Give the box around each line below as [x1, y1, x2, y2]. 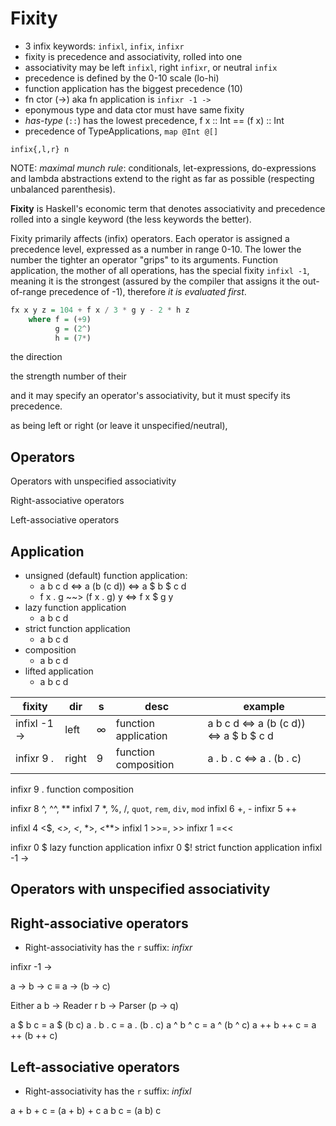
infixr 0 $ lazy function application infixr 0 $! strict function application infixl [10, 842, 323, 854]
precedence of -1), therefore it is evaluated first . [48, 285, 247, 297]
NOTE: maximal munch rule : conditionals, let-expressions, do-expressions [10, 162, 317, 174]
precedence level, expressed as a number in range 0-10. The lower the [10, 243, 302, 255]
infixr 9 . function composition [10, 783, 135, 796]
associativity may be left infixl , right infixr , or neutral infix [24, 61, 278, 73]
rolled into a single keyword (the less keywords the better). [10, 213, 252, 225]
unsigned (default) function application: [24, 570, 188, 582]
